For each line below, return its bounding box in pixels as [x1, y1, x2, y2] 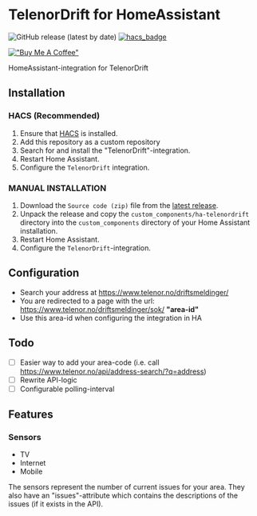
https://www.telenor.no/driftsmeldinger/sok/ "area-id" [19, 304, 200, 314]
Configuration [8, 266, 80, 280]
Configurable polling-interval [19, 384, 115, 394]
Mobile [19, 466, 43, 477]
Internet [19, 458, 46, 468]
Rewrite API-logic [19, 374, 77, 385]
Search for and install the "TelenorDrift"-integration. [19, 146, 191, 155]
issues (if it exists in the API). [8, 499, 104, 509]
